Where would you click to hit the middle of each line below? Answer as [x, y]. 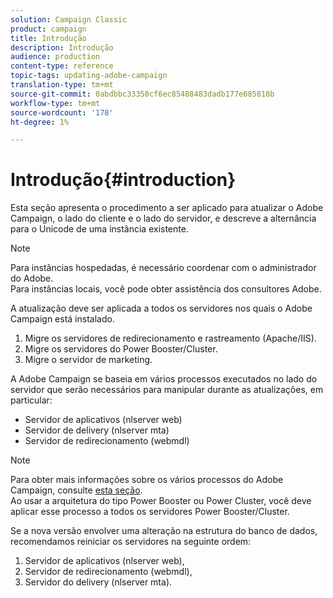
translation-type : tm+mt [62, 85]
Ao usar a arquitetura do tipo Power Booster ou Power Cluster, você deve [161, 501]
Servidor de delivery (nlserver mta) [97, 430]
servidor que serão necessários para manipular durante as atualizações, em [167, 390]
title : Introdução [48, 38]
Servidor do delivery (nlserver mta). [98, 582]
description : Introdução [62, 47]
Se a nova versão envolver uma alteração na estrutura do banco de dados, [164, 531]
